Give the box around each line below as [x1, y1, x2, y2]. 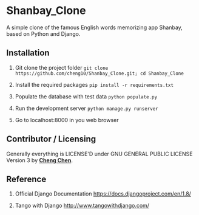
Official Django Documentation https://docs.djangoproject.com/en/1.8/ [15, 190, 191, 197]
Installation [6, 48, 50, 58]
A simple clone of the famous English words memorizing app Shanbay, [6, 24, 183, 31]
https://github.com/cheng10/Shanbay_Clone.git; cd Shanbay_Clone [15, 70, 184, 77]
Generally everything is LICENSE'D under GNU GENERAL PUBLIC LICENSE [6, 150, 193, 157]
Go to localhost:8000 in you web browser [15, 116, 120, 123]
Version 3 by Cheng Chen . [6, 156, 73, 164]
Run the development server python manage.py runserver [15, 104, 159, 112]
